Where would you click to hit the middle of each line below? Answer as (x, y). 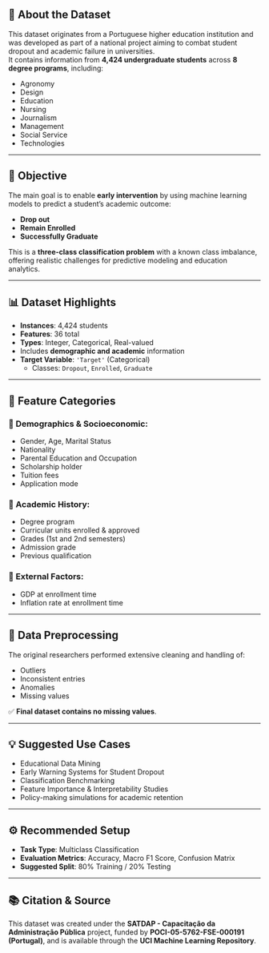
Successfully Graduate (59, 236)
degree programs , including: (56, 68)
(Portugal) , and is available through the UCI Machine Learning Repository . (132, 940)
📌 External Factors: (46, 577)
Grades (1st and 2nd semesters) (72, 539)
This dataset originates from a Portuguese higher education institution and (131, 34)
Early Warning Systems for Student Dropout (92, 772)
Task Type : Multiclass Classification (79, 850)
